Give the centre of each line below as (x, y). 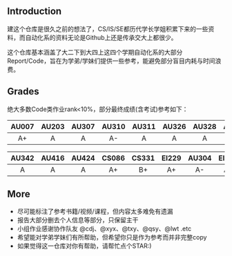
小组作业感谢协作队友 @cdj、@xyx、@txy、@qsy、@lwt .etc (104, 229)
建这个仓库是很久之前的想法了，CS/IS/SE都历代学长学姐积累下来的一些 (108, 29)
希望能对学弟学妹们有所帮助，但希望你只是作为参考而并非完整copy (112, 237)
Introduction (35, 11)
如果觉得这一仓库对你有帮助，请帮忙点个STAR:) (84, 246)
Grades (23, 91)
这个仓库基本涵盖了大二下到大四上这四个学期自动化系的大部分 (95, 52)
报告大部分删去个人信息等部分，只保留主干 (78, 220)
